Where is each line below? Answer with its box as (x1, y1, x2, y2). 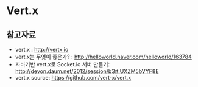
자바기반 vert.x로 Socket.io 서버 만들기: (15, 61, 110, 68)
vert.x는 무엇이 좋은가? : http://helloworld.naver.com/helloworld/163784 (15, 53, 192, 60)
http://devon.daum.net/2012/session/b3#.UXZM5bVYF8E (15, 68, 160, 75)
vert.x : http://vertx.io (15, 46, 69, 53)
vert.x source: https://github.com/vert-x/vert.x (15, 74, 132, 81)
